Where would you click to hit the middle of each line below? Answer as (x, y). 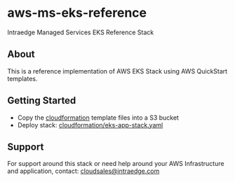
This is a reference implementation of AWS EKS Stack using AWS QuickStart (117, 71)
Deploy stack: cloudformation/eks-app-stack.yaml (90, 125)
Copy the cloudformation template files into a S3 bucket (98, 118)
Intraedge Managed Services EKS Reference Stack (81, 32)
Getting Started (42, 100)
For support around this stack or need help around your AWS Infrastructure (116, 164)
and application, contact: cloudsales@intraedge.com (83, 171)
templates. (22, 78)
